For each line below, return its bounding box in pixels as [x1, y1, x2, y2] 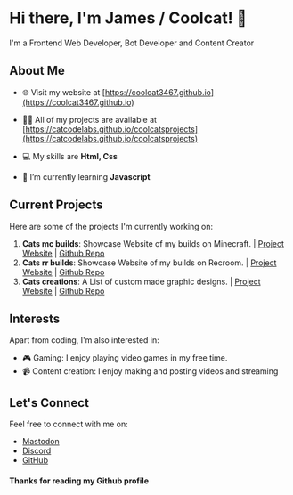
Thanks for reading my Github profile [9, 475, 150, 486]
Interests [9, 311, 61, 326]
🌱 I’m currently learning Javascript [21, 171, 151, 182]
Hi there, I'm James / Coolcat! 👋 [9, 8, 248, 28]
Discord [21, 445, 52, 457]
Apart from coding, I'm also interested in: [9, 335, 160, 345]
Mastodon [21, 436, 60, 447]
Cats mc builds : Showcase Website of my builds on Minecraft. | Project [21, 238, 285, 248]
